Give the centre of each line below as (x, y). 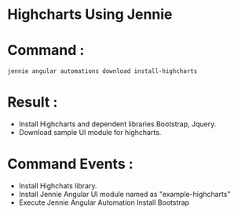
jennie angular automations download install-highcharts (103, 71)
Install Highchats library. (58, 186)
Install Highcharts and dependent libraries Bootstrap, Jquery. (117, 124)
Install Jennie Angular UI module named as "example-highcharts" (124, 194)
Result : (33, 102)
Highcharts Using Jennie (90, 15)
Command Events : (71, 164)
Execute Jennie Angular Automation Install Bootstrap (104, 202)
